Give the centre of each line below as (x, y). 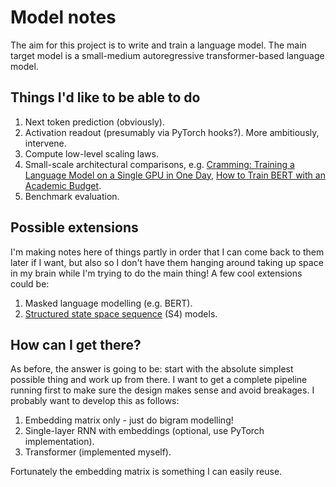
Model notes (63, 17)
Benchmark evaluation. (72, 196)
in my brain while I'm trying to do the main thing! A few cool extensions (156, 273)
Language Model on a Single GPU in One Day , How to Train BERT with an (175, 175)
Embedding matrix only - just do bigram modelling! (129, 420)
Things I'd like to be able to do (105, 97)
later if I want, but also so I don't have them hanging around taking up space (167, 262)
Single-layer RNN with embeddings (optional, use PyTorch (144, 431)
